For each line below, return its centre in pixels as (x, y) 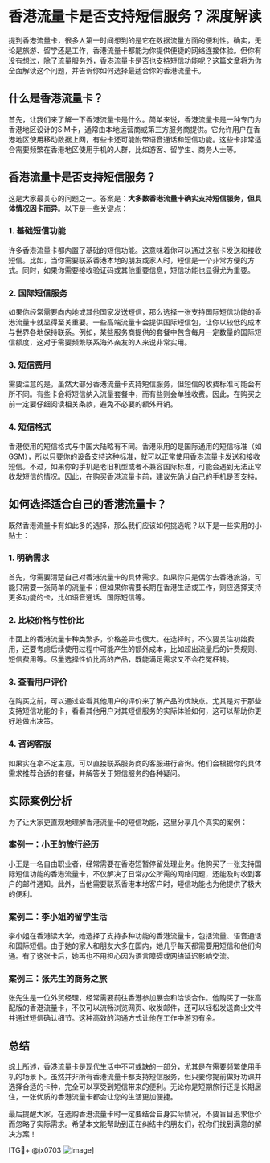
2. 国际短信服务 (38, 293)
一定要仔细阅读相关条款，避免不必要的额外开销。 (96, 404)
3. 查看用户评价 (38, 683)
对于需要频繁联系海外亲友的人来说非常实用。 (117, 342)
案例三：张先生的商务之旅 (58, 979)
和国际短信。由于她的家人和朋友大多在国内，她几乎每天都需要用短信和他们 (131, 946)
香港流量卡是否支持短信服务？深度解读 (135, 16)
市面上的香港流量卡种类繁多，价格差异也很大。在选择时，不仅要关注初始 (128, 639)
